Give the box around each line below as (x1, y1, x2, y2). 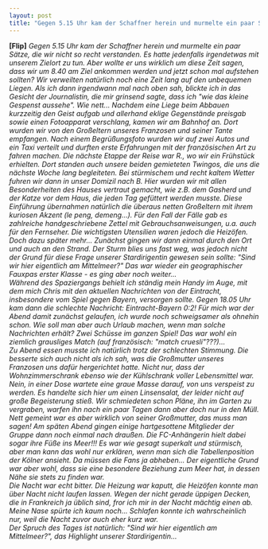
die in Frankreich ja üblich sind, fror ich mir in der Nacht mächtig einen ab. (9, 497, 253, 507)
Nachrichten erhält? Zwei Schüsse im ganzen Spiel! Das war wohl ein (9, 328, 237, 338)
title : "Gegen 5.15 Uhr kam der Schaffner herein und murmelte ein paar (9, 19, 255, 27)
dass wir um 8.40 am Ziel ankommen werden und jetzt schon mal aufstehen (9, 66, 259, 76)
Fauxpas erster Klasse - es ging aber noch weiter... (9, 269, 177, 278)
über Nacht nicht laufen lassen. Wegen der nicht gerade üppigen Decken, (9, 489, 251, 498)
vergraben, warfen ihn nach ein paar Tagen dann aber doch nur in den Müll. (9, 404, 259, 414)
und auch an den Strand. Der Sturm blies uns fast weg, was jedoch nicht (9, 243, 247, 253)
